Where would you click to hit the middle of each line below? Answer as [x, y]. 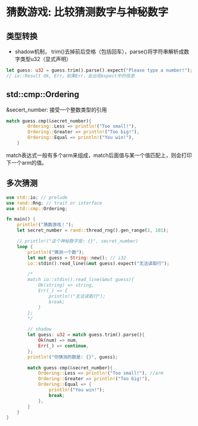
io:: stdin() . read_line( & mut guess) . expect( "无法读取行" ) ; [99, 263]
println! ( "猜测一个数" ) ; [56, 252]
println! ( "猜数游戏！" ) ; [45, 225]
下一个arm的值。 [27, 162]
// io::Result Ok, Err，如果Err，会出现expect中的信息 [70, 76]
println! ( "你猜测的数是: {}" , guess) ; [73, 357]
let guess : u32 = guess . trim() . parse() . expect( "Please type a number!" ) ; [100, 70]
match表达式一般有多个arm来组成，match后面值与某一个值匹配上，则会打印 [99, 155]
